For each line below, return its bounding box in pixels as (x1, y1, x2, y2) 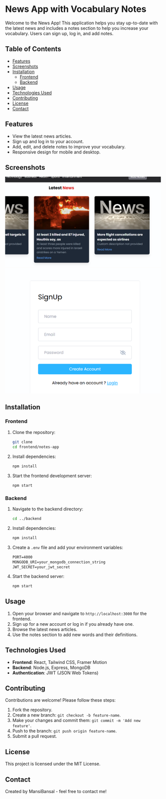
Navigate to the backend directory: (12, 506, 83, 512)
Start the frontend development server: (12, 473, 92, 479)
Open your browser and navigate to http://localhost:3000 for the (12, 610, 147, 616)
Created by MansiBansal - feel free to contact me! (5, 788, 107, 794)
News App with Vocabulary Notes (5, 3, 147, 15)
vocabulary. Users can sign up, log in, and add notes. (5, 30, 114, 36)
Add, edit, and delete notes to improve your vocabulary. (12, 144, 126, 149)
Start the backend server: (12, 574, 65, 580)
